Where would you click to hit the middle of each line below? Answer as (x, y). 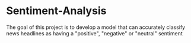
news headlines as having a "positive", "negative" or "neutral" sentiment (94, 33)
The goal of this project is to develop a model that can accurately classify (96, 27)
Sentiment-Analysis (56, 11)
